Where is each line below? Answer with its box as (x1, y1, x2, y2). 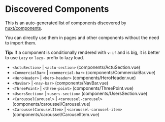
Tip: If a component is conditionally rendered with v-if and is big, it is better (5, 49, 160, 55)
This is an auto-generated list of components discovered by (5, 20, 127, 26)
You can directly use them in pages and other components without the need (5, 35, 159, 41)
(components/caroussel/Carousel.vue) (12, 101, 91, 107)
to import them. (5, 40, 36, 45)
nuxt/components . (5, 25, 43, 31)
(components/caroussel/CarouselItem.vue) (12, 111, 99, 117)
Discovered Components (5, 3, 109, 15)
